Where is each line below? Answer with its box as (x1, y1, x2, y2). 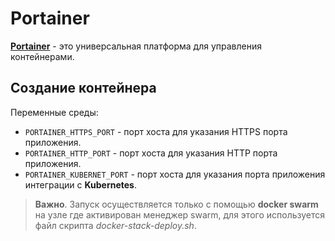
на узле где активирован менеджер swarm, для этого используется (34, 208, 326, 221)
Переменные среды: (10, 106, 99, 118)
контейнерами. (10, 50, 75, 62)
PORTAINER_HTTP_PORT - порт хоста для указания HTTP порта (24, 147, 278, 159)
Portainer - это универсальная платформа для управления (10, 40, 263, 52)
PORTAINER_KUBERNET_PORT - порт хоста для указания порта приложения (24, 168, 326, 180)
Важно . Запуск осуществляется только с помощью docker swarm (34, 198, 319, 210)
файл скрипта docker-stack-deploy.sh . (34, 219, 197, 231)
